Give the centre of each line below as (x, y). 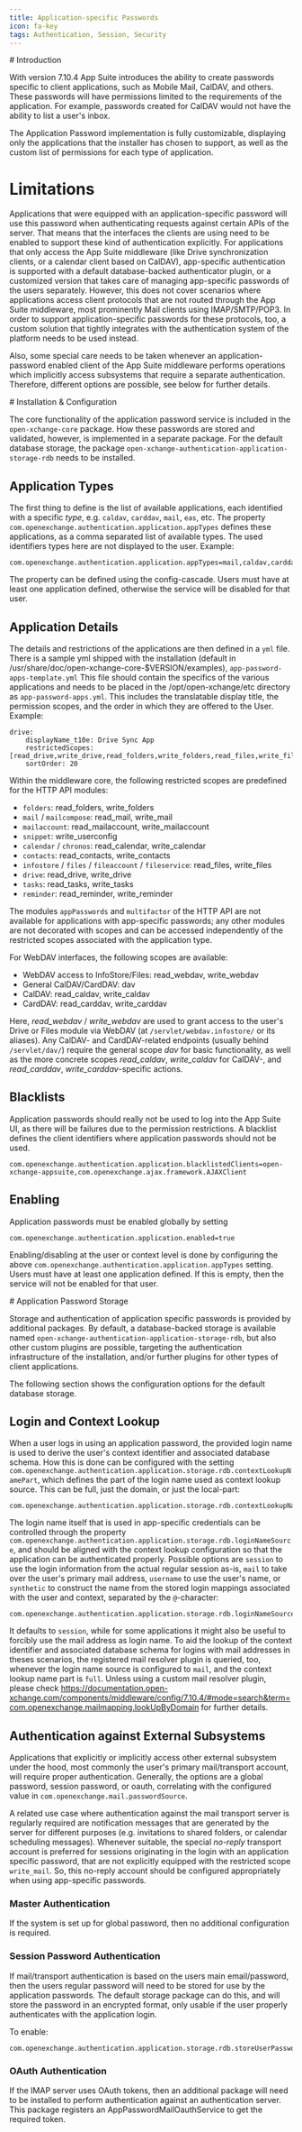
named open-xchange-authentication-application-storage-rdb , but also (143, 1337)
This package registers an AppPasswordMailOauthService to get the (136, 2109)
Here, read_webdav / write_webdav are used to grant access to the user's (147, 1020)
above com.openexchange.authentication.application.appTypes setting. (142, 1264)
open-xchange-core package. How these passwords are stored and (132, 429)
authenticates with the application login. (83, 2014)
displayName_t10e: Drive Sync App (90, 740)
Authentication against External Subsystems (138, 1736)
